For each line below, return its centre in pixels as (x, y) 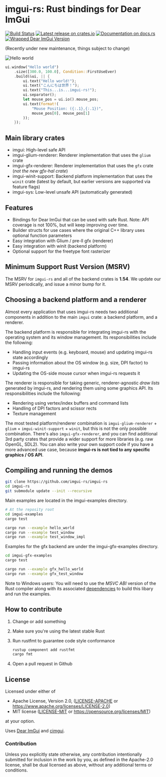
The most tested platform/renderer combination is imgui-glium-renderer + (81, 423)
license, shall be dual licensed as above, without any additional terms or (79, 765)
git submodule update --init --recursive (49, 491)
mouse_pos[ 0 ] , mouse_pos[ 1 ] (61, 113)
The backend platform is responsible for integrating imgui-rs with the (76, 332)
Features (19, 208)
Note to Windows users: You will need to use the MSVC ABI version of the (81, 583)
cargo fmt (23, 654)
